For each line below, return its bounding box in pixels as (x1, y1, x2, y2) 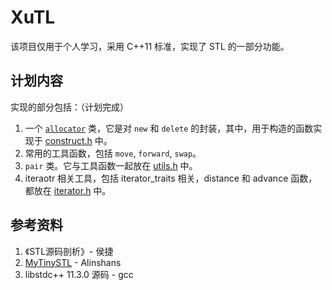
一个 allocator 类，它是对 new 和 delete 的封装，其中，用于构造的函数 (24, 122, 314, 134)
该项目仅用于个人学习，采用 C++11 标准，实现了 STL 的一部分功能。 (10, 40, 290, 52)
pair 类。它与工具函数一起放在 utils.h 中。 (24, 159, 198, 171)
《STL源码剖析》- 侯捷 (24, 245, 114, 257)
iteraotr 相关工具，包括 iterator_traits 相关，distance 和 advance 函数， (24, 172, 318, 184)
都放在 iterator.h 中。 (24, 184, 112, 196)
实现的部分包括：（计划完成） (10, 101, 129, 113)
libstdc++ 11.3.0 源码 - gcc (24, 268, 134, 280)
